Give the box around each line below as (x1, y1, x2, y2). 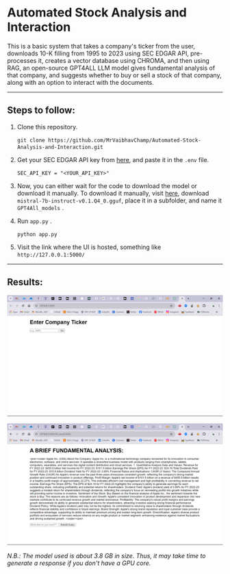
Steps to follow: (7, 105, 75, 116)
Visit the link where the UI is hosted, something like (16, 243, 162, 251)
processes (7, 56, 37, 64)
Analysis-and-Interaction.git (16, 144, 104, 151)
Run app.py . (16, 217, 53, 225)
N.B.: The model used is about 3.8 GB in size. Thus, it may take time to (7, 551, 207, 560)
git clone (16, 137, 46, 144)
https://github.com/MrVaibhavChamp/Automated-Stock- (47, 137, 202, 144)
